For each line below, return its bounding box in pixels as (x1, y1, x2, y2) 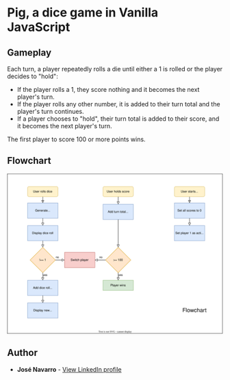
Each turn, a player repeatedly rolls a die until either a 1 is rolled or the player (7, 65, 223, 73)
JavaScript (7, 19, 71, 35)
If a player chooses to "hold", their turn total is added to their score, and (16, 115, 220, 123)
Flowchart (7, 155, 51, 167)
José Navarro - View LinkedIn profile (16, 365, 122, 373)
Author (7, 347, 38, 359)
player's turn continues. (16, 108, 84, 115)
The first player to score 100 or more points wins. (7, 135, 146, 143)
